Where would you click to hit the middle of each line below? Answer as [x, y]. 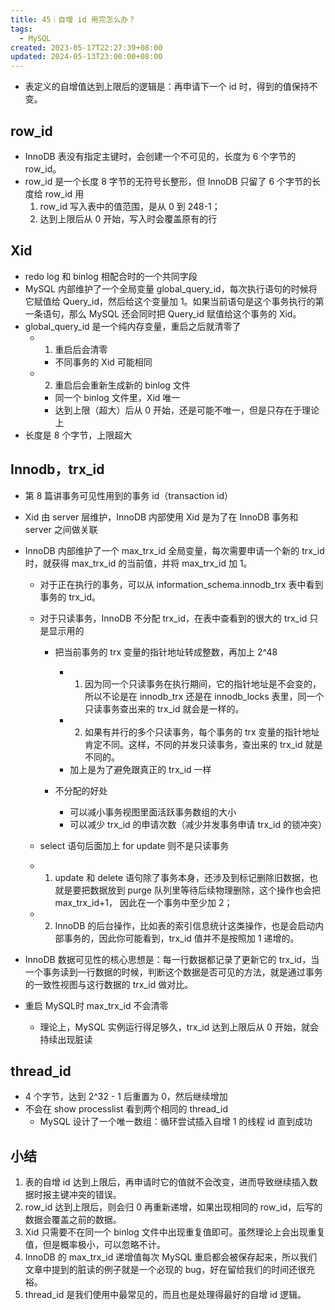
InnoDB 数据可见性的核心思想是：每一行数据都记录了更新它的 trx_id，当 [172, 959]
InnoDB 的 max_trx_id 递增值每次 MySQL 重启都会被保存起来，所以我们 [171, 1257]
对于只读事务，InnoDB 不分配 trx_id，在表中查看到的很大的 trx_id [173, 618]
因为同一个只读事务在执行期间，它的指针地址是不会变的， [203, 683]
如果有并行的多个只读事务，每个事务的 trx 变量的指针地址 [202, 732]
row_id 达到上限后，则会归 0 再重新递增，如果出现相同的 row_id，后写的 [173, 1207]
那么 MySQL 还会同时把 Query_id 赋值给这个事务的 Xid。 [185, 313]
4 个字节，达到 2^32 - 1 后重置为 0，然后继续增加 [126, 1097]
